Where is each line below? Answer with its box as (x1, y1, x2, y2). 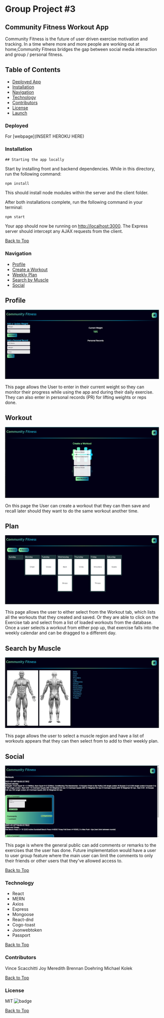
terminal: (5, 204, 23, 210)
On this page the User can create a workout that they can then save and (5, 502, 150, 508)
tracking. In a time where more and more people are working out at (5, 41, 140, 47)
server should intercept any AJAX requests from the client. (5, 228, 123, 234)
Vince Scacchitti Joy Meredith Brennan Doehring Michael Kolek (5, 965, 133, 971)
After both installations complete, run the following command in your (5, 199, 143, 205)
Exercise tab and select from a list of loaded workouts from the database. (5, 620, 153, 625)
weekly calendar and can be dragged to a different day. (5, 630, 117, 636)
